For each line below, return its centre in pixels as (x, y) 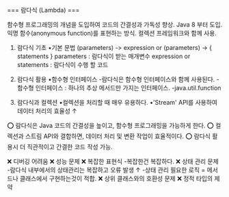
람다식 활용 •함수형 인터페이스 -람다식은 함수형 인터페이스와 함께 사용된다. (116, 79)
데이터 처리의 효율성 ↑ (47, 111)
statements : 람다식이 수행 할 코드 (63, 65)
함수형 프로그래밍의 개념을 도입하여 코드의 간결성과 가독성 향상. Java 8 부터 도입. (115, 25)
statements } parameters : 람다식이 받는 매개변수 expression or (104, 56)
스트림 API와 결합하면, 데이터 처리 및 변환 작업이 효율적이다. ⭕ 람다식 (118, 136)
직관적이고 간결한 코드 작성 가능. (70, 147)
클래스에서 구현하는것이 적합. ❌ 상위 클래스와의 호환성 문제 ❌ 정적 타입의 (116, 179)
